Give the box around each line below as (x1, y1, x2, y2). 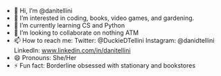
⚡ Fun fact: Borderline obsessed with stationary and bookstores (13, 61, 196, 69)
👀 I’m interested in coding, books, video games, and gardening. (13, 14, 195, 22)
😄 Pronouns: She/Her (13, 54, 77, 61)
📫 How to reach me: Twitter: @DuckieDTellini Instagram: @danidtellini (13, 37, 215, 44)
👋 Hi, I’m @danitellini (13, 7, 73, 15)
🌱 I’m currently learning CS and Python (13, 21, 125, 29)
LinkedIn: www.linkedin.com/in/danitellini (13, 46, 131, 55)
